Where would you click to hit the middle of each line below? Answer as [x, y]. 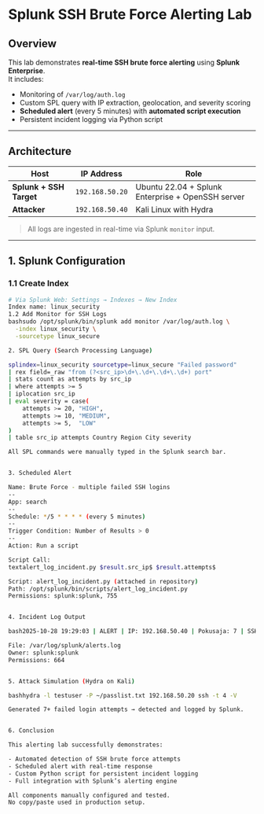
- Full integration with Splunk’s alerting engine [93, 781]
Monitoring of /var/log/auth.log [72, 94]
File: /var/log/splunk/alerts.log [65, 646]
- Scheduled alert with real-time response [81, 766]
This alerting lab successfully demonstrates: [86, 745]
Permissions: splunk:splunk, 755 [63, 596]
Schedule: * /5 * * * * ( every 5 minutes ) [77, 517]
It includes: [26, 79]
